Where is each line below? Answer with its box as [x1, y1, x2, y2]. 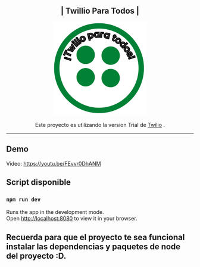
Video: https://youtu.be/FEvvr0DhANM [6, 160, 101, 167]
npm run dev [6, 196, 41, 203]
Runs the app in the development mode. [6, 209, 104, 216]
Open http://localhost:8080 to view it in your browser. [6, 215, 138, 222]
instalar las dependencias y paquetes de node [6, 241, 181, 252]
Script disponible [6, 177, 71, 188]
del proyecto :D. [6, 251, 67, 261]
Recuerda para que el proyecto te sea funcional [6, 232, 185, 242]
